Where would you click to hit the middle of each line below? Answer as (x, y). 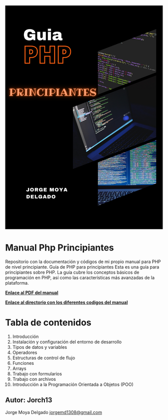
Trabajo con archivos (34, 379)
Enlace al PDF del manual (32, 292)
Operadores (25, 352)
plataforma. (17, 283)
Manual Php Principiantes (59, 248)
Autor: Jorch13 (29, 400)
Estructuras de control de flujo (44, 358)
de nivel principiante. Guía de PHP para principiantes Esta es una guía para (82, 267)
